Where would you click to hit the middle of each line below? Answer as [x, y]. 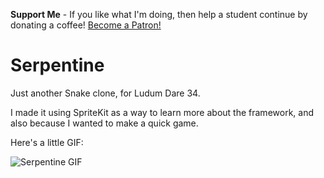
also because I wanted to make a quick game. [104, 123]
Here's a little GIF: [47, 142]
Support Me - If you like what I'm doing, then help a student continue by [159, 14]
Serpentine [57, 65]
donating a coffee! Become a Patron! [86, 25]
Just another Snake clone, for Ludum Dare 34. [105, 93]
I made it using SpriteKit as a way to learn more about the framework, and [162, 112]
